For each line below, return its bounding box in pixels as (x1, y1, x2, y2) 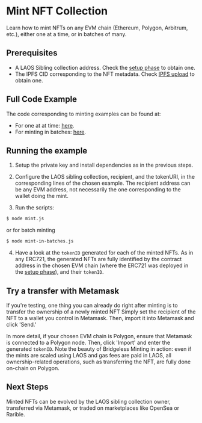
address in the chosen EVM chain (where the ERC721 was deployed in (14, 262, 189, 269)
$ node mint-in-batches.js (6, 238, 74, 244)
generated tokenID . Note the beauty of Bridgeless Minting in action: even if (6, 345, 192, 353)
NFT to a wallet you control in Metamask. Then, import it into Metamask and (6, 314, 194, 321)
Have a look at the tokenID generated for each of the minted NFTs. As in (14, 249, 194, 256)
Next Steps (6, 382, 49, 392)
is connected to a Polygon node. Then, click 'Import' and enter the (6, 339, 170, 346)
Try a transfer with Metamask (6, 286, 120, 296)
